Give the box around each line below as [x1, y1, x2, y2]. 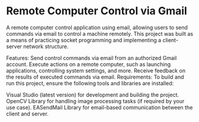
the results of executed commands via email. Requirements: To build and [6, 73, 184, 80]
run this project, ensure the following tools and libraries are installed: [6, 79, 174, 87]
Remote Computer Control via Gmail [6, 4, 187, 18]
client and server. [6, 110, 49, 117]
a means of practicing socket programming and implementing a [6, 36, 162, 43]
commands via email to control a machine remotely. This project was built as [6, 30, 194, 37]
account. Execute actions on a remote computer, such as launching [6, 61, 171, 68]
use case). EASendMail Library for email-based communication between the [6, 104, 193, 111]
